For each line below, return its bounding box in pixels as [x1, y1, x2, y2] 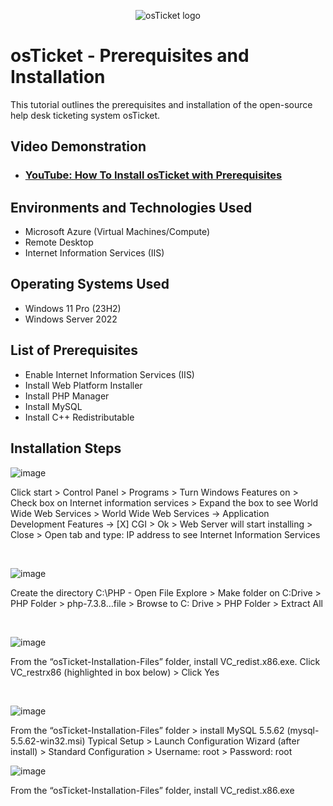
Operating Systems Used [10, 276, 170, 293]
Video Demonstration [10, 138, 147, 155]
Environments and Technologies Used [10, 199, 253, 216]
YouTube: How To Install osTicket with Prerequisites [24, 168, 283, 182]
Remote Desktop [24, 236, 94, 249]
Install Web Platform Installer [24, 379, 143, 391]
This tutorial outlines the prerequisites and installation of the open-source [10, 98, 313, 110]
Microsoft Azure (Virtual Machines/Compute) [24, 226, 211, 238]
